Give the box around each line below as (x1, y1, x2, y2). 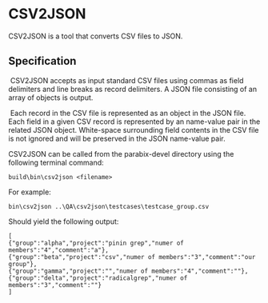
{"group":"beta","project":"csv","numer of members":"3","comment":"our (8, 253, 256, 261)
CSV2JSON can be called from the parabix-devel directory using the (8, 149, 234, 158)
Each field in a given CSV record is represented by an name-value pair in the (8, 117, 261, 126)
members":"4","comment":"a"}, (8, 245, 110, 254)
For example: (8, 187, 52, 197)
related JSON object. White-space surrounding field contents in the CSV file (8, 125, 259, 134)
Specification (8, 54, 77, 68)
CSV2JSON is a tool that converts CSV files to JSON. (8, 31, 183, 41)
